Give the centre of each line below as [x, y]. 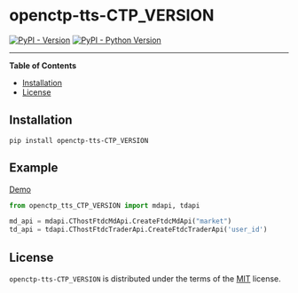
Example [34, 168]
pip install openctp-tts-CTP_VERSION [79, 140]
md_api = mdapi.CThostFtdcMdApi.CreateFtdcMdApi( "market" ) [121, 222]
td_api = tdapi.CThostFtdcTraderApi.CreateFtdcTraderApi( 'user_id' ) [138, 230]
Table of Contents [43, 65]
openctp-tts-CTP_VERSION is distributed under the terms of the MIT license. [145, 279]
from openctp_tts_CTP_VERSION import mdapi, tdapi [105, 205]
